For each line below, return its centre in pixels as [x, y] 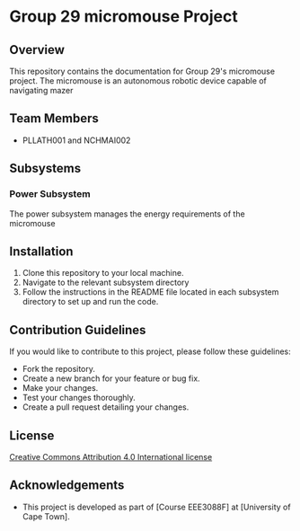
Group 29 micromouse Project [124, 17]
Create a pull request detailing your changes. [106, 407]
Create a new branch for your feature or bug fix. [111, 378]
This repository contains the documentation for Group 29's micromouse [142, 71]
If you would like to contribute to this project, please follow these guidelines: [150, 351]
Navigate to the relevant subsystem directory [106, 283]
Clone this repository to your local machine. [103, 273]
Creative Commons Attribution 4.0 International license [111, 456]
